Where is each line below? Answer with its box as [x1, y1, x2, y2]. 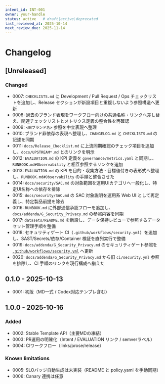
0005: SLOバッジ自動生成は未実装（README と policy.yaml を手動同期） [12, 367, 161, 373]
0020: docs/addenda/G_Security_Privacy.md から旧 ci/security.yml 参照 [12, 254, 160, 260]
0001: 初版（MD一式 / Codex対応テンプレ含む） [12, 288, 110, 294]
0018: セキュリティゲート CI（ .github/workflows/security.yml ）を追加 [12, 230, 157, 235]
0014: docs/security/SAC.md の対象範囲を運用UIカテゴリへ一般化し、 [12, 180, 153, 186]
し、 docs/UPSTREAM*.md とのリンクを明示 [12, 149, 95, 155]
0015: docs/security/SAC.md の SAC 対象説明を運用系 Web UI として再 [12, 192, 155, 198]
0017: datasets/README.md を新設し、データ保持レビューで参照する [12, 217, 148, 223]
